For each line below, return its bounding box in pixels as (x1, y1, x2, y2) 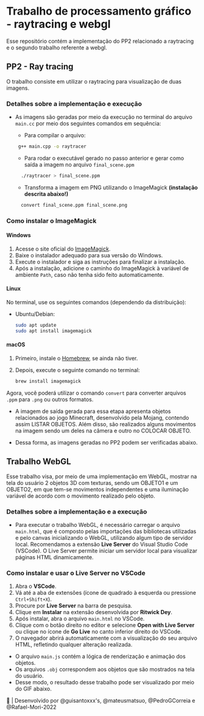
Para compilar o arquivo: (24, 132, 86, 139)
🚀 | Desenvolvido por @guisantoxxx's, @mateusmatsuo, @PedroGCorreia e (6, 697, 195, 704)
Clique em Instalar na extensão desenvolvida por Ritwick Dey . (15, 609, 172, 616)
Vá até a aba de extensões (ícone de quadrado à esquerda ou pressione (15, 589, 197, 596)
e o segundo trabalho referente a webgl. (6, 44, 108, 51)
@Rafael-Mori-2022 (6, 703, 57, 711)
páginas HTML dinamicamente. (15, 553, 94, 560)
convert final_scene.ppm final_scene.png (21, 202, 128, 208)
